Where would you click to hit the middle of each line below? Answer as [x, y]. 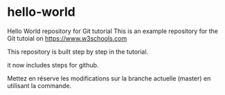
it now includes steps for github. [53, 65]
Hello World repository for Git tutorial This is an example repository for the [113, 31]
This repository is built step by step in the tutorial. [78, 52]
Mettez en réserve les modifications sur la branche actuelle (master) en [109, 78]
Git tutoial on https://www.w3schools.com [67, 38]
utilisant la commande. [39, 85]
